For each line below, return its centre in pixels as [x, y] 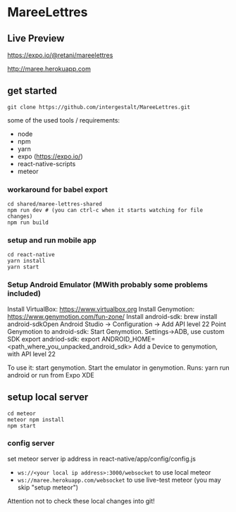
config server [31, 443]
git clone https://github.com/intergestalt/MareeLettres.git [99, 107]
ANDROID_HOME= [128, 339]
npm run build [28, 223]
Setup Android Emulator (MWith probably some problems [107, 285]
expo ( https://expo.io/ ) [50, 156]
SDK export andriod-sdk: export [54, 339]
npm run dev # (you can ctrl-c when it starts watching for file [105, 211]
